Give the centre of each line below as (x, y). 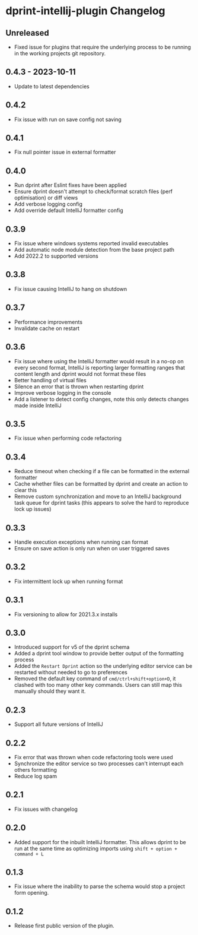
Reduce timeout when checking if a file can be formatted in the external (102, 471)
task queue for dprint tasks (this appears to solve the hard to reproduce (101, 503)
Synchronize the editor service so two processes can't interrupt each (99, 763)
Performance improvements (48, 322)
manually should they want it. (50, 691)
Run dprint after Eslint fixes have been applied (70, 185)
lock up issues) (33, 509)
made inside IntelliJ (38, 405)
